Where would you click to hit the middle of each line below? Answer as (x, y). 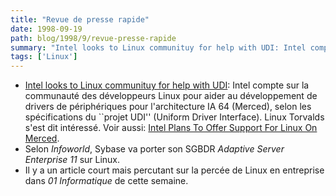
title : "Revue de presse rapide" (80, 19)
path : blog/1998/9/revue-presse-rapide (93, 38)
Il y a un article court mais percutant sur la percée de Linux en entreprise (174, 170)
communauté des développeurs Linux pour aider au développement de (171, 96)
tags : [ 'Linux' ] (44, 57)
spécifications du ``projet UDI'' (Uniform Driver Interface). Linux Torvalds (174, 117)
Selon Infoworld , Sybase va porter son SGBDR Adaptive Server (154, 149)
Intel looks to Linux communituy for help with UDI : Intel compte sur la (167, 85)
